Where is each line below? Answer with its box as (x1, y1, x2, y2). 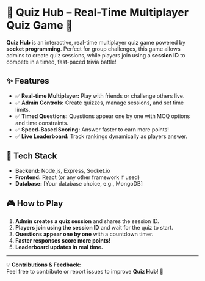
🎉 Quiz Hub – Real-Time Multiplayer (6, 5, 189, 20)
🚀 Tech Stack (6, 151, 57, 161)
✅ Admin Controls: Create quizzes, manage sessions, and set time (15, 99, 184, 106)
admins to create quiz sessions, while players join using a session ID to (6, 51, 185, 59)
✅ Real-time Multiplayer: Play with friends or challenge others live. (15, 92, 185, 100)
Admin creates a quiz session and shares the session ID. (15, 217, 160, 225)
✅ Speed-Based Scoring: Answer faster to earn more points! (15, 125, 169, 133)
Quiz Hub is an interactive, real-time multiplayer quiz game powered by (6, 38, 186, 46)
